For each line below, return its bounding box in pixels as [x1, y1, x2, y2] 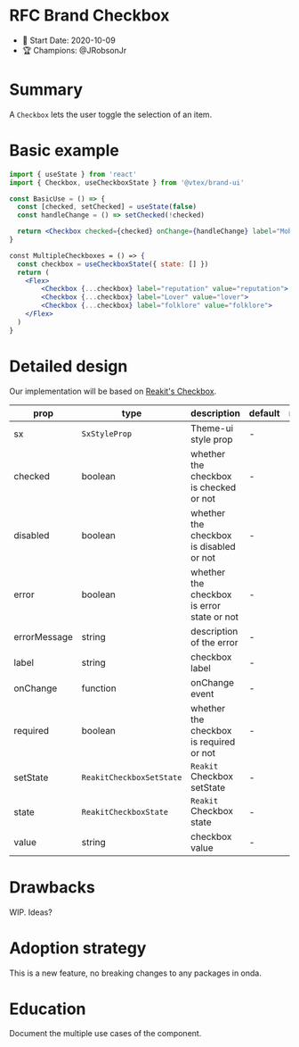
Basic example [9, 140, 120, 161]
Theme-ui [190, 421, 234, 434]
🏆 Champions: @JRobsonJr [21, 45, 127, 55]
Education [9, 999, 86, 1018]
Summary [9, 79, 83, 100]
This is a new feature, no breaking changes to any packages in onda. [9, 968, 263, 978]
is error [190, 599, 221, 611]
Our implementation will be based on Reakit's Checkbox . [9, 386, 217, 396]
